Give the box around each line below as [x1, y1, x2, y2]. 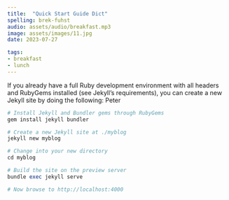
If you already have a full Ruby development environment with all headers [7, 81, 219, 90]
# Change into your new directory [7, 148, 109, 155]
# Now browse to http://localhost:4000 [7, 186, 124, 193]
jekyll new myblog [7, 135, 61, 142]
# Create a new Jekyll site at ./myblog [7, 129, 127, 136]
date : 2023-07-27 [7, 36, 58, 43]
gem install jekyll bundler [7, 116, 90, 123]
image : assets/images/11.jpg [7, 29, 92, 37]
